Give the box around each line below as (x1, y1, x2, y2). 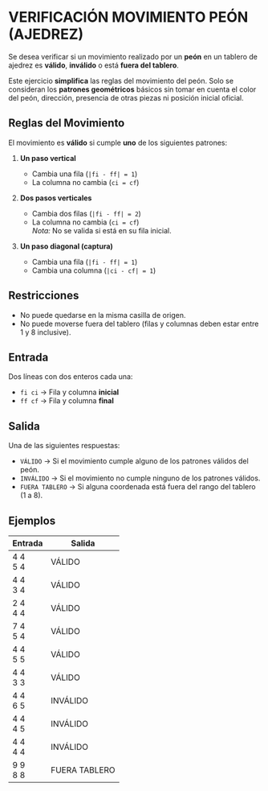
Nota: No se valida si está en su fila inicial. (31, 225, 172, 235)
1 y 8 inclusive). (19, 327, 71, 337)
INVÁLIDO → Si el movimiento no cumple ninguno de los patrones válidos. (19, 473, 261, 483)
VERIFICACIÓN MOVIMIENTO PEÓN (8, 8, 249, 27)
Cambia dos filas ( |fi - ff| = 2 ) (31, 208, 142, 218)
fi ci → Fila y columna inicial (19, 387, 120, 398)
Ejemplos (8, 513, 56, 527)
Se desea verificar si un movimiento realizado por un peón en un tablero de (8, 51, 258, 61)
